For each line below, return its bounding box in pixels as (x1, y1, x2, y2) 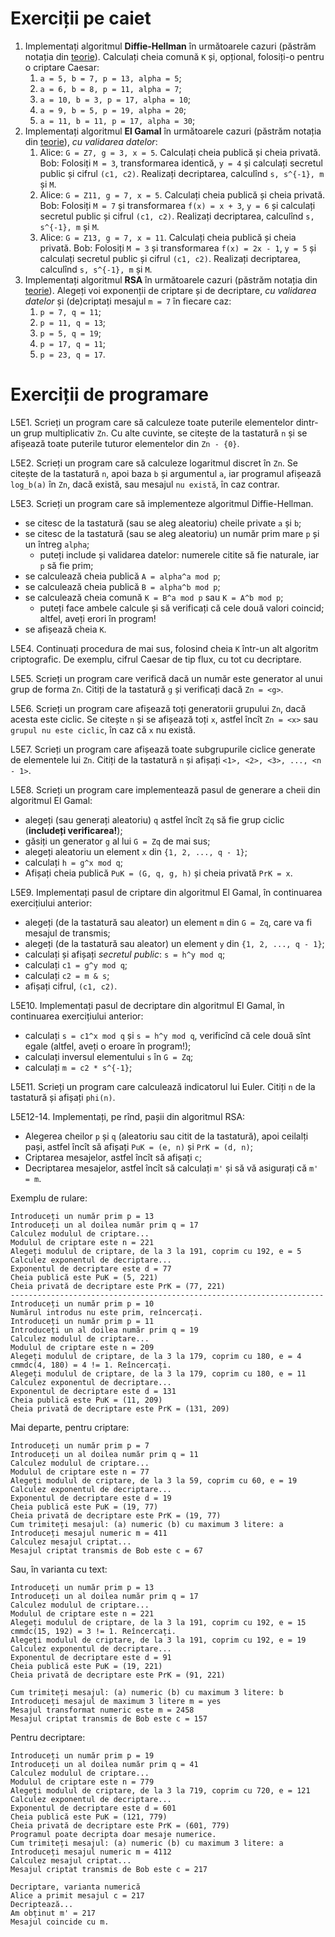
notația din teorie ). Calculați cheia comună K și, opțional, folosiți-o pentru (24, 50, 325, 62)
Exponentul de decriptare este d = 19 (10, 1493, 172, 1503)
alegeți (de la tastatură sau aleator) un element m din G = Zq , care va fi (24, 916, 312, 928)
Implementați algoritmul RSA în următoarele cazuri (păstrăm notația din (24, 273, 318, 286)
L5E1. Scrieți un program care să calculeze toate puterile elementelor (10, 416, 294, 428)
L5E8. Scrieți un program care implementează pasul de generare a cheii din (10, 783, 321, 796)
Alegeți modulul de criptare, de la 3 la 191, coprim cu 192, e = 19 (10, 1635, 307, 1645)
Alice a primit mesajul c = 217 (10, 1890, 145, 1901)
